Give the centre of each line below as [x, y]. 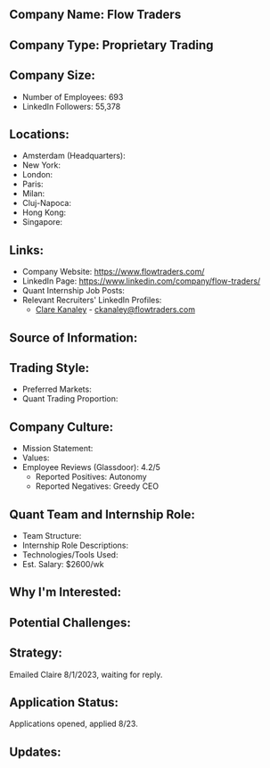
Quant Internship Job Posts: [73, 291]
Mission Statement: [57, 449]
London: [37, 175]
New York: [41, 165]
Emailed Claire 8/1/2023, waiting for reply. [86, 674]
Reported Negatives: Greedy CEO [97, 486]
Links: [27, 250]
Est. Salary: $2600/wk [63, 565]
